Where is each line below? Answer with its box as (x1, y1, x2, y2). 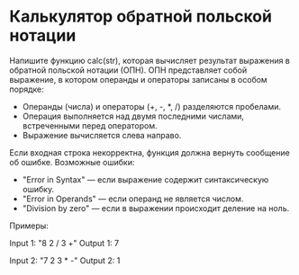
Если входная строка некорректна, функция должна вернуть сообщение (9, 146, 290, 158)
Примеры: (9, 220, 50, 231)
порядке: (9, 84, 45, 94)
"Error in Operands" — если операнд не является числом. (22, 193, 244, 204)
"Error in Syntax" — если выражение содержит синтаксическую (22, 173, 269, 185)
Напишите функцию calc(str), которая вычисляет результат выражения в (9, 55, 291, 66)
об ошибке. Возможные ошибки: (9, 156, 135, 167)
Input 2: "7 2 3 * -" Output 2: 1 (9, 254, 121, 266)
